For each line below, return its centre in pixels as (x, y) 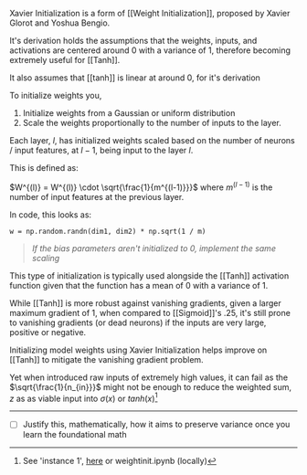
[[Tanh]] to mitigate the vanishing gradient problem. (106, 359)
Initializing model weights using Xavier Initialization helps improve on (138, 350)
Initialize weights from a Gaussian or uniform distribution (129, 113)
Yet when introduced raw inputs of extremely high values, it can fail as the (149, 377)
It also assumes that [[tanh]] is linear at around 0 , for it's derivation (135, 78)
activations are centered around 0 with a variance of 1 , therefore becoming (150, 50)
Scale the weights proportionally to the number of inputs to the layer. (152, 123)
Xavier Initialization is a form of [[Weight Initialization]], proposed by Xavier (150, 13)
